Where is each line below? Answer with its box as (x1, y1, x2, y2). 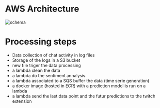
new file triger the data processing (12, 62, 81, 68)
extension (12, 98, 32, 104)
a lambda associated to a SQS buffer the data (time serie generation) (12, 78, 150, 83)
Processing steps (5, 36, 77, 47)
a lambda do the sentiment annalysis (12, 72, 86, 78)
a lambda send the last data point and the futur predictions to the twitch (12, 93, 156, 99)
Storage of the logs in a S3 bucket (12, 57, 80, 63)
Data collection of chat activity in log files (12, 52, 95, 58)
